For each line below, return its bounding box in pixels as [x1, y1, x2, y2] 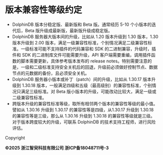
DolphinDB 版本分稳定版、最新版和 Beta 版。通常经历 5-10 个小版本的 [12, 21, 152, 27]
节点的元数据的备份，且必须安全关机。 [12, 70, 89, 76]
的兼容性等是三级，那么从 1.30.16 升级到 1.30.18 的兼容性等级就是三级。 [12, 113, 155, 118]
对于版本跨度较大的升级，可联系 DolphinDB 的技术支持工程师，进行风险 [12, 119, 156, 125]
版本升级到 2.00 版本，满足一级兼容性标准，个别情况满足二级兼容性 [12, 39, 148, 45]
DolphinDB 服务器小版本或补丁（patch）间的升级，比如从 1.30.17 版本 [12, 76, 152, 82]
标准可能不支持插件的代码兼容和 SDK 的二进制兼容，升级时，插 [29, 46, 156, 52]
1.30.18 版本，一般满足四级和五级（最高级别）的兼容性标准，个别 [21, 82, 152, 88]
